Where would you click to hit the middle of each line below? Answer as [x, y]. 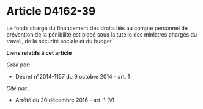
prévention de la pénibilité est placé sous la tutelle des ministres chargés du [102, 34]
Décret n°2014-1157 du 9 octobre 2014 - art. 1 [72, 76]
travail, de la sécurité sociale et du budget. [60, 41]
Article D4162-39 [51, 11]
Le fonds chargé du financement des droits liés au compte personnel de [97, 28]
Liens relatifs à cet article [39, 52]
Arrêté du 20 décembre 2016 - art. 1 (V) [65, 100]
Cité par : [17, 88]
